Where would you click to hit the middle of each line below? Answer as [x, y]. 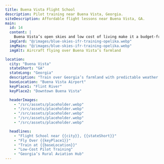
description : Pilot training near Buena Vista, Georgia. [64, 14]
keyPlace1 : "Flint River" [36, 86]
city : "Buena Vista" [30, 64]
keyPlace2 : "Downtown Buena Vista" [46, 91]
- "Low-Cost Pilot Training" [43, 149]
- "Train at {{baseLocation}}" [46, 145]
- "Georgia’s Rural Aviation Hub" [49, 154]
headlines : [20, 131]
